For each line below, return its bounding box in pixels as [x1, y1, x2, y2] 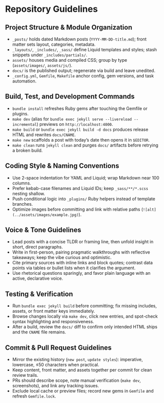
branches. [12, 201, 33, 207]
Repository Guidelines [5, 3, 98, 15]
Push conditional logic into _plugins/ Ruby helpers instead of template [12, 196, 156, 202]
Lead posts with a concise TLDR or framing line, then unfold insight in [12, 239, 154, 245]
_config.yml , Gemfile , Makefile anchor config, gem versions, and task [12, 73, 154, 78]
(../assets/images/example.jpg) [12, 212, 79, 218]
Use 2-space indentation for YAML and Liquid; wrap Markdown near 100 [12, 175, 160, 181]
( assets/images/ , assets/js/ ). [12, 63, 72, 68]
